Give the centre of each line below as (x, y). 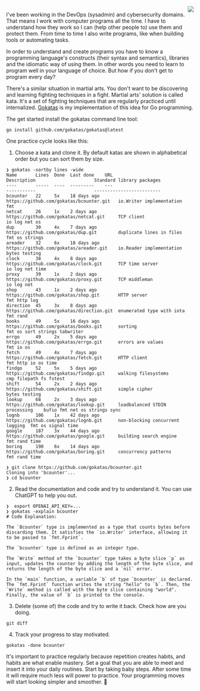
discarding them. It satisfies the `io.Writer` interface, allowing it (97, 532)
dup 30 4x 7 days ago (51, 227)
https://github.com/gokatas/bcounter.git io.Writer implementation (94, 201)
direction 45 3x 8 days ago (51, 306)
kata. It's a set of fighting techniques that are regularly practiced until (91, 101)
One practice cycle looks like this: (47, 141)
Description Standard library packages (84, 180)
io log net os (24, 222)
